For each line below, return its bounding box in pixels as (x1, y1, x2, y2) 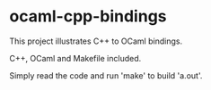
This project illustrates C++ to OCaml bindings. (9, 36, 182, 46)
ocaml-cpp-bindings (9, 6, 167, 27)
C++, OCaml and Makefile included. (9, 53, 142, 63)
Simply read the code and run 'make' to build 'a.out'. (9, 70, 203, 81)
